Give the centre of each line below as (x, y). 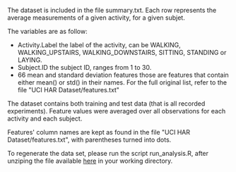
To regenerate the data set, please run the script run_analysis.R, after (108, 153)
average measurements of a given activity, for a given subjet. (96, 18)
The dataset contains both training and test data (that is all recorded (106, 104)
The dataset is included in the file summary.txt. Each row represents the (112, 10)
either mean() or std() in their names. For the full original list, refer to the (122, 82)
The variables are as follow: (47, 31)
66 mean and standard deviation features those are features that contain (123, 75)
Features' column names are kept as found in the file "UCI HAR (99, 132)
